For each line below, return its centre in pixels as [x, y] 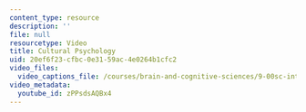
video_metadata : [40, 85]
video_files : [34, 69]
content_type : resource [55, 18]
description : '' [40, 26]
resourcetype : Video [49, 43]
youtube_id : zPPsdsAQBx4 [65, 93]
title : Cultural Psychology [63, 51]
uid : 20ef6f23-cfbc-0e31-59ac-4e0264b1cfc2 [93, 60]
